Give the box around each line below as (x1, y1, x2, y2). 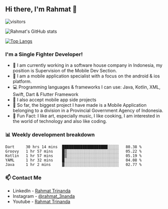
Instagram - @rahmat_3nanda (12, 193, 75, 199)
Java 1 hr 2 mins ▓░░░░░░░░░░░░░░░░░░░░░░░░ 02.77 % (5, 162, 142, 168)
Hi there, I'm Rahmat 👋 (5, 5, 77, 14)
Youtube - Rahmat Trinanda (12, 198, 71, 204)
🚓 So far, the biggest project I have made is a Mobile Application (12, 102, 147, 108)
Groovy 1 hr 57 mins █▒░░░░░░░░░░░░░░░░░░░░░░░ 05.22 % (5, 149, 142, 154)
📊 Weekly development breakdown (5, 131, 95, 138)
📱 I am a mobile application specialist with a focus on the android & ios (12, 73, 160, 79)
